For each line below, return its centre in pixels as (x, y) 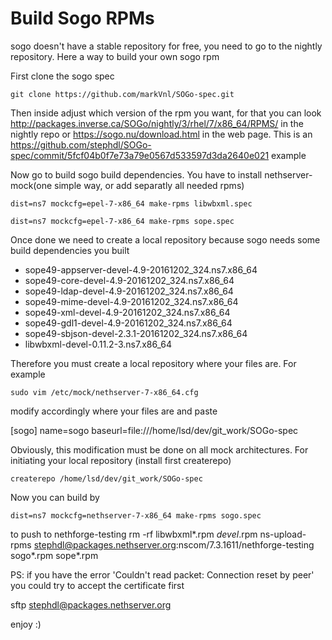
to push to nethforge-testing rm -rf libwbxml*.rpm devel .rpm (134, 534)
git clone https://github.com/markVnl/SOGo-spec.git (122, 94)
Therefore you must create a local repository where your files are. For (153, 363)
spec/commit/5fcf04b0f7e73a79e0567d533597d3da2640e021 (140, 155)
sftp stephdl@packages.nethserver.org (91, 604)
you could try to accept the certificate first (97, 585)
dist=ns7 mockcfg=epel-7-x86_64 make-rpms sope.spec (122, 221)
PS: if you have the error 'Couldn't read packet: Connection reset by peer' (162, 574)
